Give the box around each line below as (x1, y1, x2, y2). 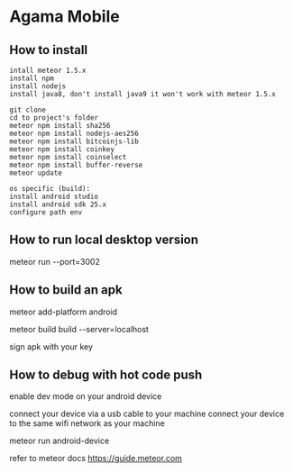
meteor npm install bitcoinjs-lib (9, 137, 140, 146)
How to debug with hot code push (9, 368, 203, 383)
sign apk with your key (9, 340, 93, 352)
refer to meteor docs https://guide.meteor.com (9, 453, 183, 464)
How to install (9, 42, 88, 58)
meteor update (9, 168, 63, 177)
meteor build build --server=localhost (9, 323, 149, 334)
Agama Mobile (9, 6, 120, 27)
